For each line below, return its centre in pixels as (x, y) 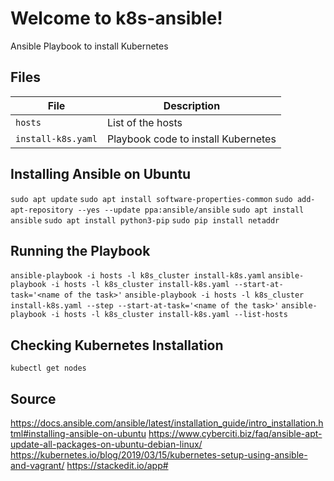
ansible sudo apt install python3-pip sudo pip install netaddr (145, 220)
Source (33, 398)
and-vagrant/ (37, 465)
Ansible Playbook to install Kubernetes (89, 46)
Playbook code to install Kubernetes (191, 139)
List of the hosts (144, 122)
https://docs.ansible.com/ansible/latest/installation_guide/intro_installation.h (167, 423)
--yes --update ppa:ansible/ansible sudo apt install (191, 210)
